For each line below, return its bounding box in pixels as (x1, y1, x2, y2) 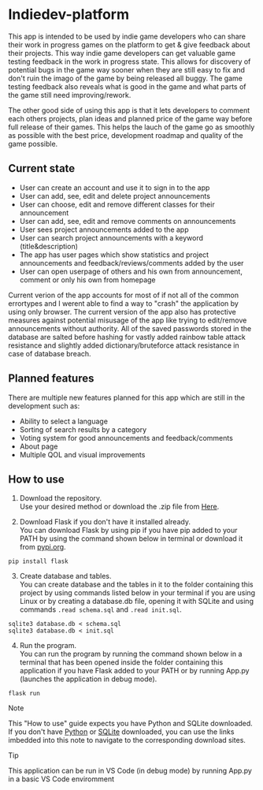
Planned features (8, 372, 94, 386)
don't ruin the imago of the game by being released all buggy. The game (8, 73, 243, 83)
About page (19, 442, 58, 451)
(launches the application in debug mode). (19, 674, 157, 684)
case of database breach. (8, 348, 92, 358)
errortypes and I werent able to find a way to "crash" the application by (8, 298, 239, 308)
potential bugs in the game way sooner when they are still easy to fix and (8, 65, 246, 74)
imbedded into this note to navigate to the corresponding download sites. (8, 736, 246, 745)
